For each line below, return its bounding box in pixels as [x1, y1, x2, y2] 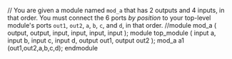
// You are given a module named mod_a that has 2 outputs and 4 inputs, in [7, 6, 225, 14]
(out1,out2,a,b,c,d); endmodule [7, 44, 99, 52]
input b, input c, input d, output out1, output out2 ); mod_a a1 [7, 36, 184, 45]
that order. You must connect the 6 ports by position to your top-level [7, 14, 211, 22]
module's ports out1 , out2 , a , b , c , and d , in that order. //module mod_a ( [7, 21, 217, 29]
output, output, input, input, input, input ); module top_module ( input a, [7, 28, 216, 37]
